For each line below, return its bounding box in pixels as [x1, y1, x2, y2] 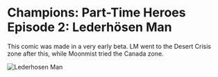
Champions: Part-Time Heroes [7, 5, 186, 21]
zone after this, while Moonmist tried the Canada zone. [7, 49, 165, 58]
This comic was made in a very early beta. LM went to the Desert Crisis [7, 42, 212, 50]
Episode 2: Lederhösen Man [7, 19, 172, 35]
